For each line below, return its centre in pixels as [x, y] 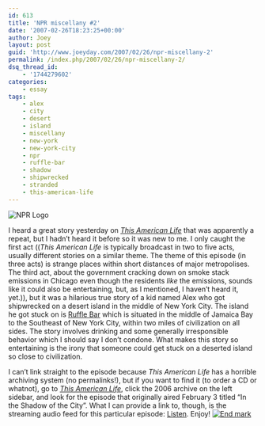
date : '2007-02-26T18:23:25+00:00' [67, 30]
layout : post [30, 45]
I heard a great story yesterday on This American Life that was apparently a [131, 230]
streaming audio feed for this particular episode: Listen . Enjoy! [110, 413]
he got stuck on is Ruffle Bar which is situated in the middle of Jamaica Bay [131, 314]
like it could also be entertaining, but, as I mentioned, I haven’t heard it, [123, 289]
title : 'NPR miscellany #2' [55, 23]
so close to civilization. [45, 356]
